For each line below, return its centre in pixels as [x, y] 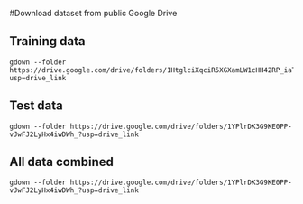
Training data [47, 41]
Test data [36, 106]
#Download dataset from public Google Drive [93, 13]
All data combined [62, 162]
